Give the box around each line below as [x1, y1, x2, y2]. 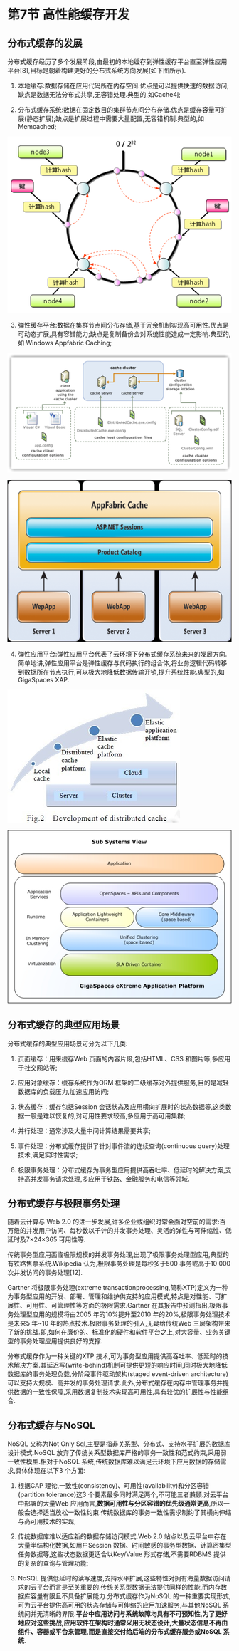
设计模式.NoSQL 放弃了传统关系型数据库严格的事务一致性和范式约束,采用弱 [7, 1449, 227, 1457]
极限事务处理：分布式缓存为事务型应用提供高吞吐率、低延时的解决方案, [17, 1165, 225, 1174]
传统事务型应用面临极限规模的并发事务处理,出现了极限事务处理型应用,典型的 [7, 1251, 230, 1259]
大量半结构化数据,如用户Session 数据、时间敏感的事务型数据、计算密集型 [17, 1541, 232, 1550]
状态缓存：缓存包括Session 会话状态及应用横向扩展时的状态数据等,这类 [17, 1102, 225, 1111]
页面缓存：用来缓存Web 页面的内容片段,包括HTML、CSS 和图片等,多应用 [17, 1054, 231, 1063]
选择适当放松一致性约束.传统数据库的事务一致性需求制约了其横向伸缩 [30, 1508, 232, 1517]
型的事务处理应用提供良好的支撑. [7, 1337, 103, 1345]
